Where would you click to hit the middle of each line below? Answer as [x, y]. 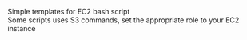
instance [22, 28]
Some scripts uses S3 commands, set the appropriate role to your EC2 [124, 20]
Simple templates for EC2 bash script [69, 12]
